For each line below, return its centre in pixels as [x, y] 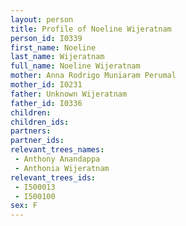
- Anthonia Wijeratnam [62, 168]
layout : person [42, 19]
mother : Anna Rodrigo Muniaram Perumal [93, 76]
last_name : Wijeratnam [57, 57]
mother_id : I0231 [46, 85]
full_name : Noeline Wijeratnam [75, 66]
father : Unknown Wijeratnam [69, 94]
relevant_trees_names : [57, 150]
